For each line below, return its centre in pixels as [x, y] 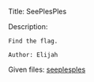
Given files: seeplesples [47, 69]
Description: [28, 26]
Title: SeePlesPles [38, 11]
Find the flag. [33, 41]
